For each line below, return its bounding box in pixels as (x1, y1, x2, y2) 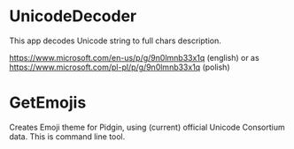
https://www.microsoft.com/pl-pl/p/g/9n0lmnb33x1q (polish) (9, 62, 230, 72)
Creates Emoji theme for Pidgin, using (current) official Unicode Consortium (9, 122, 285, 132)
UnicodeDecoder (9, 6, 137, 26)
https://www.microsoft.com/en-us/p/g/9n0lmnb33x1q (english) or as (9, 52, 259, 63)
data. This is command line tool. (9, 130, 126, 142)
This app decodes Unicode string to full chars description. (9, 35, 221, 46)
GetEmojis (9, 93, 87, 113)
